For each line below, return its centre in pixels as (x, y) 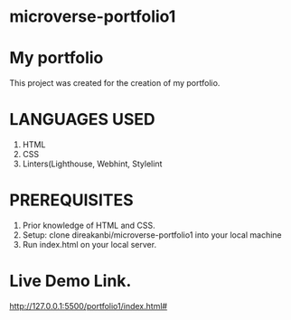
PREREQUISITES (71, 200)
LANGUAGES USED (82, 120)
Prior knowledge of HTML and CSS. (89, 225)
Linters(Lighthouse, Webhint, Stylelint (92, 164)
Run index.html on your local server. (89, 245)
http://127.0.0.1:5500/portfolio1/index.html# (89, 306)
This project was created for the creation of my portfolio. (115, 83)
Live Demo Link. (70, 281)
